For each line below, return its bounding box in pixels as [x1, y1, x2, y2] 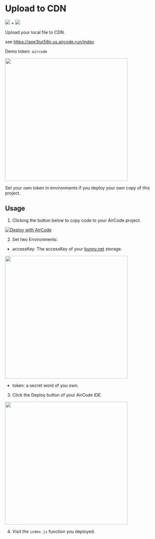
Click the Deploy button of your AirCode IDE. [12, 392, 103, 398]
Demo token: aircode [5, 48, 47, 54]
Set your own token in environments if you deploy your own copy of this [5, 185, 150, 190]
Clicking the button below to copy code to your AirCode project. [12, 217, 141, 223]
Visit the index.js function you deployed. [12, 528, 95, 534]
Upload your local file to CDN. [5, 29, 65, 35]
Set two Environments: [12, 236, 58, 242]
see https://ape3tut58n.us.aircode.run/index [5, 39, 94, 45]
